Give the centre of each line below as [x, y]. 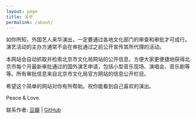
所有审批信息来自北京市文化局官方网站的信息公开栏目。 [83, 74]
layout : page [22, 11]
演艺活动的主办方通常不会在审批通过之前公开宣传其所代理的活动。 [85, 47]
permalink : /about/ [30, 22]
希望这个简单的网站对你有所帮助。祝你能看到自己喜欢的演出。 [80, 86]
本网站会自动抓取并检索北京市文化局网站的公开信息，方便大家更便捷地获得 [95, 60]
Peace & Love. [23, 98]
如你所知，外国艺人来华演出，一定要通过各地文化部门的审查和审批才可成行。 [98, 40]
